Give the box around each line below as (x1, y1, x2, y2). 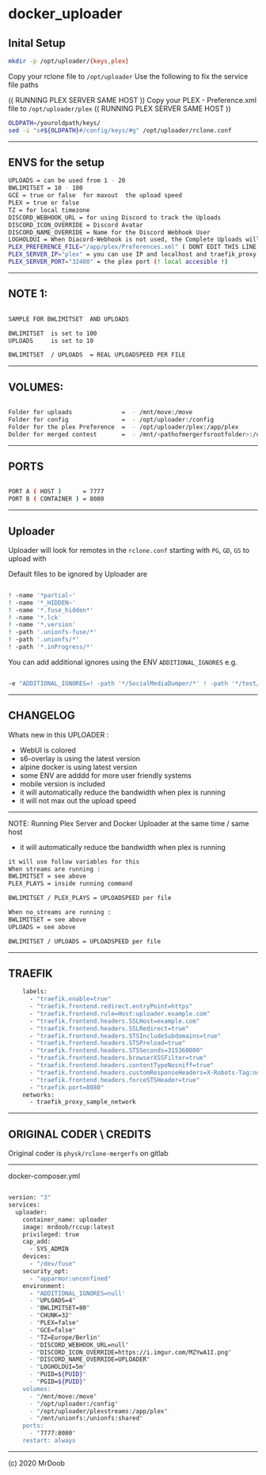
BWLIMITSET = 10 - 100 (8, 184, 83, 192)
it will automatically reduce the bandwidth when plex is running (19, 787, 226, 797)
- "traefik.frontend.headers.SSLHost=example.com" (28, 1017, 200, 1025)
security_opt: (22, 1267, 69, 1275)
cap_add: (22, 1237, 51, 1246)
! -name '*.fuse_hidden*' (8, 606, 93, 614)
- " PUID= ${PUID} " (28, 1370, 87, 1378)
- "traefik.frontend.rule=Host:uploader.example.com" (28, 1009, 211, 1018)
